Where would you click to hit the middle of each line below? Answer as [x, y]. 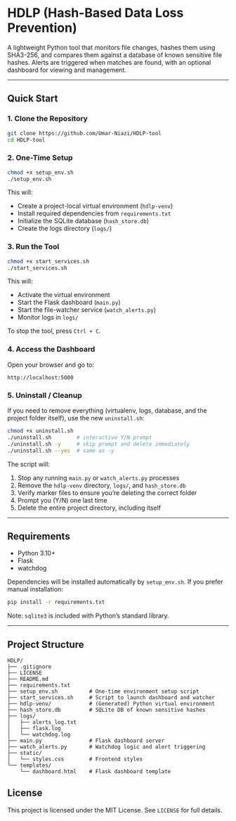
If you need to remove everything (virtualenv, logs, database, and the [107, 410]
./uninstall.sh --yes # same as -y [61, 451]
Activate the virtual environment [64, 295]
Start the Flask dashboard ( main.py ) [69, 302]
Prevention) [42, 28]
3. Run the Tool [33, 246]
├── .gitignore [29, 667]
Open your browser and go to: [51, 365]
